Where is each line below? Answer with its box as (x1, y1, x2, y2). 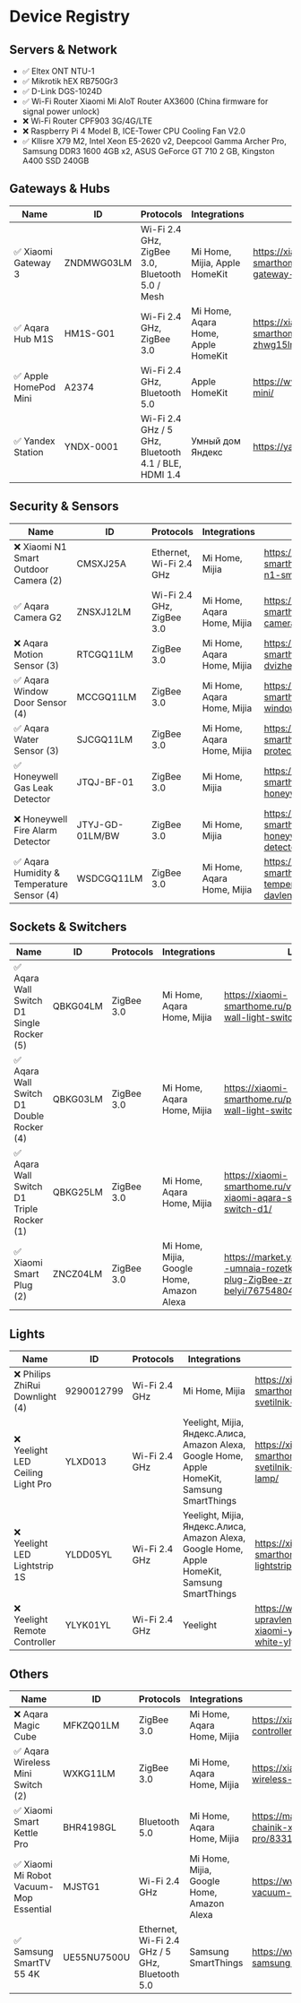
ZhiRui (13, 1379, 41, 1392)
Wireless (13, 1757, 51, 1769)
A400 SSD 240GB (21, 155, 90, 166)
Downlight (13, 1391, 56, 1403)
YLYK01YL (64, 1619, 112, 1632)
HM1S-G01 (64, 327, 116, 340)
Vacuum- (13, 1880, 55, 1893)
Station (13, 445, 44, 458)
